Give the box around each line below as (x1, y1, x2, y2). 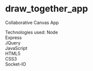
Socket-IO (5, 61, 26, 67)
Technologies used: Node (5, 29, 58, 35)
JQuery (5, 39, 21, 45)
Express (5, 34, 22, 40)
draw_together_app (5, 3, 88, 14)
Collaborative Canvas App (5, 19, 59, 25)
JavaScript (5, 45, 27, 51)
